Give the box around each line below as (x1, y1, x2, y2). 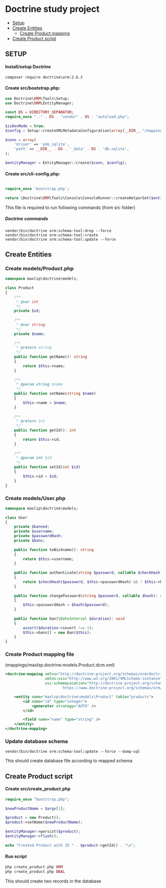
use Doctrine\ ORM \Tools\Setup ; (5, 96, 70, 101)
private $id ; (14, 308, 41, 313)
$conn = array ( (5, 137, 37, 142)
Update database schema (5, 738, 68, 745)
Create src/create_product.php (5, 786, 71, 792)
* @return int (16, 419, 45, 423)
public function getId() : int (14, 428, 77, 433)
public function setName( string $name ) (14, 391, 96, 396)
